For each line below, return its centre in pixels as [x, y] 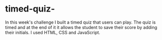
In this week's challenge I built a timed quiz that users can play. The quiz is [80, 22]
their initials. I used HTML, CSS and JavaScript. [53, 32]
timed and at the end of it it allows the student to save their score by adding [81, 27]
